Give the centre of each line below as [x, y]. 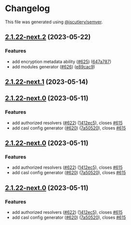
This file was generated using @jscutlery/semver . [54, 22]
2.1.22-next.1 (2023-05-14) [46, 82]
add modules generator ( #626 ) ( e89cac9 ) [53, 66]
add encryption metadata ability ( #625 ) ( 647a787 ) [62, 62]
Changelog [27, 8]
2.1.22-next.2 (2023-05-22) [48, 37]
